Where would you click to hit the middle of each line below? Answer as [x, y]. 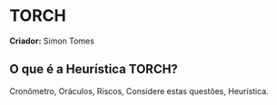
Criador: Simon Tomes [52, 41]
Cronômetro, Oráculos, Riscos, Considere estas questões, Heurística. [139, 91]
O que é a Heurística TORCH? [94, 69]
